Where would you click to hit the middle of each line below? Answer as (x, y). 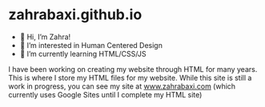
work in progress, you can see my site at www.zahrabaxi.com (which (122, 86)
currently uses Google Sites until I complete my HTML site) (105, 94)
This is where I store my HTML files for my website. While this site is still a (130, 77)
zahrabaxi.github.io (75, 15)
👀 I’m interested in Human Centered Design (91, 45)
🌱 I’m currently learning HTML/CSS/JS (83, 53)
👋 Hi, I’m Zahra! (45, 37)
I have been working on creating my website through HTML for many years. (133, 69)
